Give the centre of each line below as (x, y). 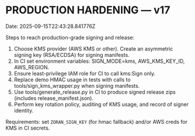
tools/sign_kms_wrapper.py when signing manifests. (77, 85)
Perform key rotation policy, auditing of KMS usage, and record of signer (101, 104)
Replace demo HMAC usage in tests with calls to (72, 80)
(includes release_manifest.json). (54, 98)
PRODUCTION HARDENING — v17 (88, 10)
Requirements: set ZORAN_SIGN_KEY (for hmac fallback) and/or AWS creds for (97, 121)
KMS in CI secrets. (28, 128)
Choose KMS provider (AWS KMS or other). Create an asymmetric (93, 49)
